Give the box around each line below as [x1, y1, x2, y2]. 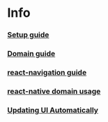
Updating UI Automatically [7, 105, 99, 115]
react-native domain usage [7, 86, 101, 96]
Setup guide [7, 30, 49, 40]
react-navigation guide [7, 67, 87, 77]
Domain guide [7, 49, 56, 59]
